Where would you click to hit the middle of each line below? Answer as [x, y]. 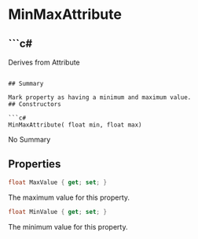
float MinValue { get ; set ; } [58, 211]
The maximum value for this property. [69, 197]
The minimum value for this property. [68, 226]
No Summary [29, 140]
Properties [35, 164]
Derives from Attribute [44, 62]
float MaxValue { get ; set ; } [58, 182]
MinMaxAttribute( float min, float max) [75, 125]
